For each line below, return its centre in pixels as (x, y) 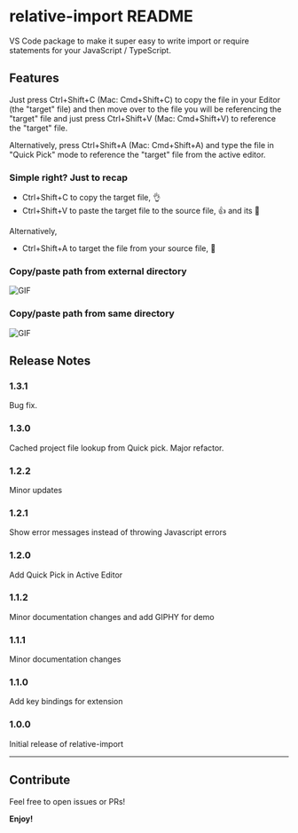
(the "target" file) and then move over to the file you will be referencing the (145, 109)
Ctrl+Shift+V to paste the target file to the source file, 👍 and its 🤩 (141, 211)
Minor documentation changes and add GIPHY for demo (112, 617)
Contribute (40, 780)
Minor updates (36, 490)
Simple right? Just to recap (69, 177)
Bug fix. (24, 405)
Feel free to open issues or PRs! (67, 801)
